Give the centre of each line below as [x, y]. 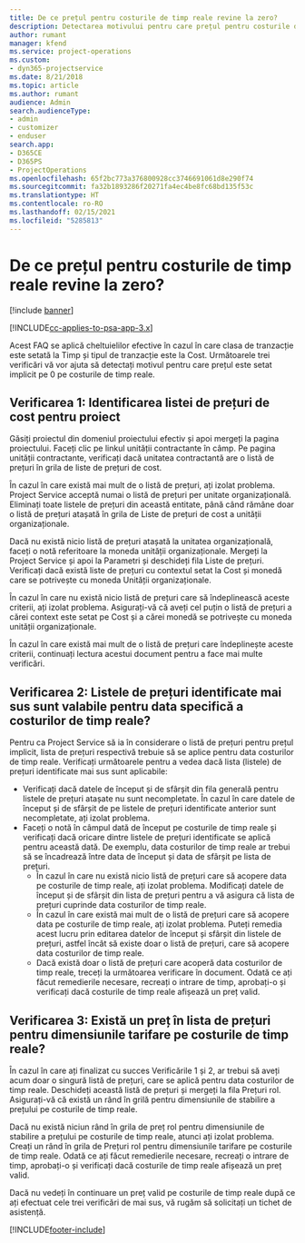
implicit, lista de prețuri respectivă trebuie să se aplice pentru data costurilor [152, 752]
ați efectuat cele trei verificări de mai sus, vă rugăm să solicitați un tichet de [151, 1202]
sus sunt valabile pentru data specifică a [126, 706]
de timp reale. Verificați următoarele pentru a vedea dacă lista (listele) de [146, 762]
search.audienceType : [50, 111]
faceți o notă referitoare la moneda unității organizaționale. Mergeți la [138, 552]
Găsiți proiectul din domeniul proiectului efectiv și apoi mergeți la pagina [144, 439]
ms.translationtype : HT [54, 195]
